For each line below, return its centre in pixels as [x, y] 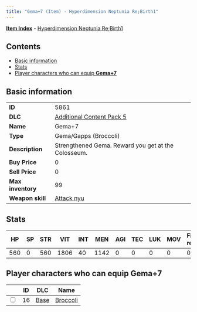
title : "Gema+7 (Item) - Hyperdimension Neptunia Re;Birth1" [82, 11]
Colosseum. [71, 153]
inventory [23, 189]
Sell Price [23, 172]
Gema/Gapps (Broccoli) [87, 136]
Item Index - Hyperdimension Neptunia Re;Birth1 [64, 28]
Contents [23, 47]
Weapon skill [28, 198]
